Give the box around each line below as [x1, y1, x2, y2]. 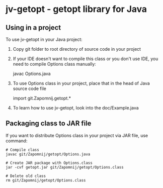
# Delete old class [5, 173, 46, 179]
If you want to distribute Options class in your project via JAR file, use [5, 132, 148, 138]
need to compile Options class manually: [12, 61, 96, 67]
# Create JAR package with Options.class [5, 160, 93, 165]
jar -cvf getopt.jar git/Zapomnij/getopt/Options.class [5, 165, 124, 170]
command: [5, 138, 28, 144]
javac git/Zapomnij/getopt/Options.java [5, 152, 91, 157]
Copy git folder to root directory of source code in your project [12, 46, 141, 52]
